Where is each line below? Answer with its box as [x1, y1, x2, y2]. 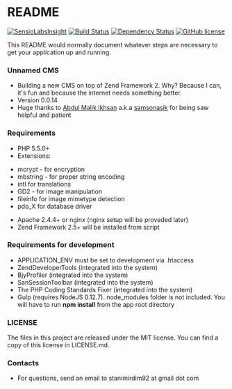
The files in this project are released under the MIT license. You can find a [7, 333, 219, 342]
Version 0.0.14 [17, 96, 58, 104]
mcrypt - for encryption [17, 165, 85, 173]
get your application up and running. [7, 48, 111, 56]
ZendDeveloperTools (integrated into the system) [17, 263, 158, 271]
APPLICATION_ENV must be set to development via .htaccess [17, 255, 194, 264]
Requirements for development [7, 240, 115, 250]
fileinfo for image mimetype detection [17, 194, 125, 203]
